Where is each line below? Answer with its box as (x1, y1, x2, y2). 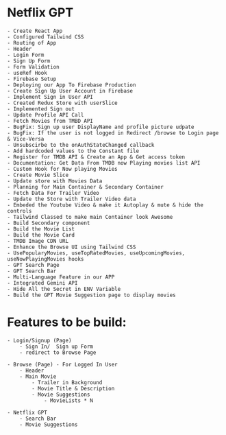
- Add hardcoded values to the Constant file (7, 148, 139, 154)
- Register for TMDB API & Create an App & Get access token (7, 153, 186, 161)
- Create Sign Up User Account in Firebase (7, 87, 134, 94)
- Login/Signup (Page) (7, 337, 72, 344)
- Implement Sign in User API (7, 93, 94, 100)
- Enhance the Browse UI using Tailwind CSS (7, 244, 136, 250)
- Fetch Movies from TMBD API (7, 117, 94, 124)
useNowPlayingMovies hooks (7, 255, 84, 262)
